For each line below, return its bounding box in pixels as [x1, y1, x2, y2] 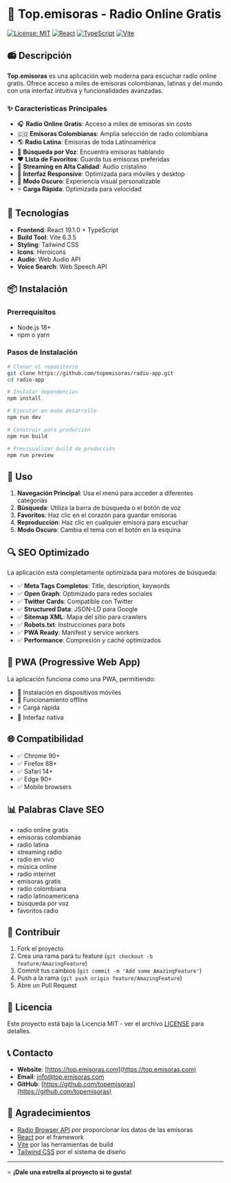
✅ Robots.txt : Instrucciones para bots [16, 620, 126, 629]
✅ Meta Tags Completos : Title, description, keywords [16, 582, 170, 590]
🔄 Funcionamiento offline [16, 695, 88, 703]
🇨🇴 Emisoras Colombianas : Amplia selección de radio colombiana [16, 130, 208, 138]
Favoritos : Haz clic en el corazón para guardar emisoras [16, 511, 177, 520]
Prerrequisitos [7, 307, 56, 317]
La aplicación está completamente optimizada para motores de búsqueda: [7, 569, 218, 577]
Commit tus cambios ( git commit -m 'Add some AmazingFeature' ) [16, 966, 202, 975]
